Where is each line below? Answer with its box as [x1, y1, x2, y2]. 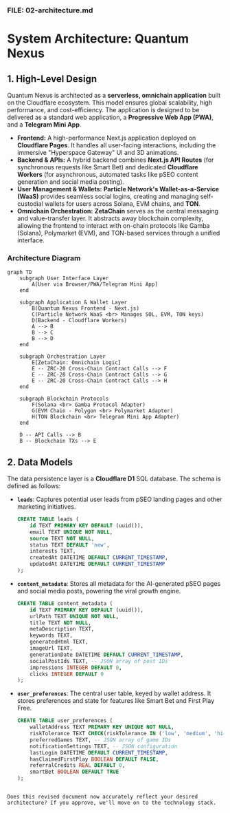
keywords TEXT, [30, 632, 73, 639]
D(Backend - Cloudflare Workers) [32, 317, 128, 324]
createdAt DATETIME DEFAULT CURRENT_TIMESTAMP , [30, 554, 168, 561]
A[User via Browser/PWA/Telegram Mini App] [32, 281, 158, 288]
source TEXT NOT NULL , [30, 535, 95, 542]
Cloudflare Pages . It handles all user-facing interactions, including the [16, 140, 216, 149]
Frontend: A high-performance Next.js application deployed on [16, 134, 196, 142]
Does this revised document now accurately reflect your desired [7, 794, 198, 801]
